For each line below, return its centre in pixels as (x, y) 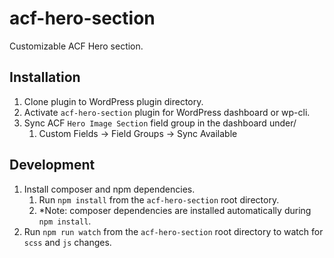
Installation (45, 77)
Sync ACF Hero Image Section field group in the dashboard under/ (160, 123)
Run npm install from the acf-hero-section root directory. (159, 199)
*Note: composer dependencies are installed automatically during (175, 210)
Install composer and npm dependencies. (109, 189)
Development (52, 165)
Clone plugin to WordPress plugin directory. (113, 101)
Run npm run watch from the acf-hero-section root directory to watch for (173, 231)
